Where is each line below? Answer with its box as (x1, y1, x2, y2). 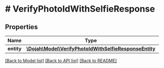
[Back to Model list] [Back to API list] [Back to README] (5, 58, 117, 64)
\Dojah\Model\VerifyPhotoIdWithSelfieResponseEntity (26, 45, 156, 52)
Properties (5, 23, 38, 31)
